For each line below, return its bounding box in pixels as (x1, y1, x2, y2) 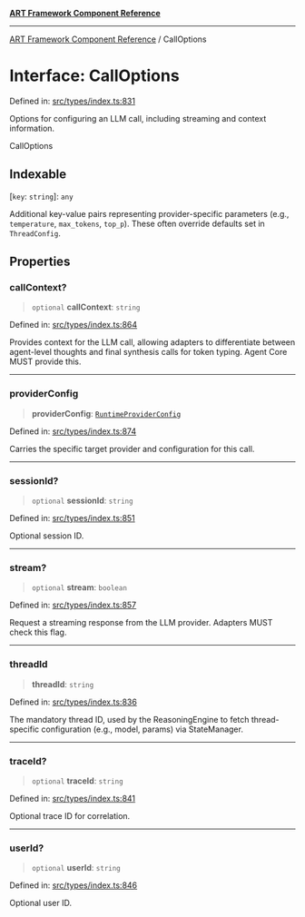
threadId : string (31, 678, 94, 689)
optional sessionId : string (31, 495, 133, 507)
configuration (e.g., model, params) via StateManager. (41, 724, 243, 735)
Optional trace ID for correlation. (9, 810, 131, 821)
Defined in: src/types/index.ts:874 (9, 426, 137, 437)
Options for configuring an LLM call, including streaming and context (9, 113, 267, 123)
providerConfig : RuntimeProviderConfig (31, 408, 182, 419)
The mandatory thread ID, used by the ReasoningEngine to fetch (9, 714, 250, 725)
